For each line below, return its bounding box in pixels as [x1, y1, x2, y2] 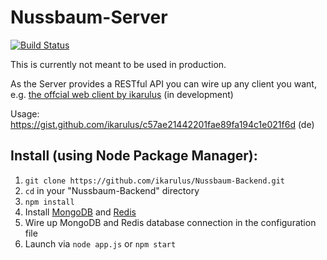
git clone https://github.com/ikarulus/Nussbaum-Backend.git [24, 176, 286, 186]
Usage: [10, 107, 40, 120]
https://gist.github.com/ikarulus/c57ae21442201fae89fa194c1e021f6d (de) [10, 118, 315, 130]
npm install [24, 197, 75, 207]
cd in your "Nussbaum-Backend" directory [24, 184, 200, 196]
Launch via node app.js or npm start [24, 237, 177, 250]
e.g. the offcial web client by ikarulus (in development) [10, 88, 234, 100]
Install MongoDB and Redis [24, 206, 137, 218]
